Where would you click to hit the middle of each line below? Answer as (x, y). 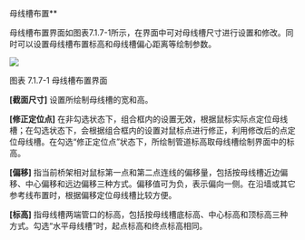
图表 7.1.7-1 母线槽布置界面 (59, 80)
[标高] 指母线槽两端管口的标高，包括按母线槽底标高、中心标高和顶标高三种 (149, 215)
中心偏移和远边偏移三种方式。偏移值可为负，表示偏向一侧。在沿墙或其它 (160, 184)
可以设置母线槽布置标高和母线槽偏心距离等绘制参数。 (116, 44)
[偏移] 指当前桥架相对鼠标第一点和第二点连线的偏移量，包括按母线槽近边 (145, 172)
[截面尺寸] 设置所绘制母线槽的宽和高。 (81, 100)
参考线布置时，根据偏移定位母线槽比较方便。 (93, 195)
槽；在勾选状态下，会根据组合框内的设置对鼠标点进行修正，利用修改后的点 (148, 130)
